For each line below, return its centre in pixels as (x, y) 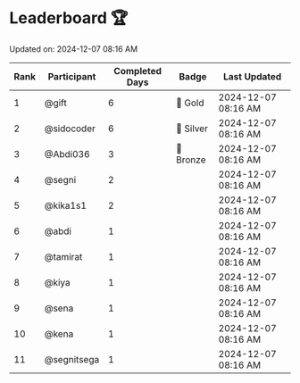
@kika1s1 (66, 205)
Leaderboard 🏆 (69, 18)
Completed (138, 71)
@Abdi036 (67, 154)
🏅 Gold (190, 103)
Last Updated (252, 76)
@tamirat (63, 256)
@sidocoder (70, 129)
